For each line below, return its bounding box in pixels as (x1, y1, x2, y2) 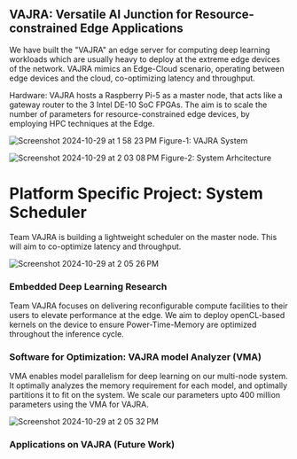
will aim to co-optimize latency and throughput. (9, 241, 182, 252)
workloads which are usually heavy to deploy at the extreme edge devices (9, 53, 281, 65)
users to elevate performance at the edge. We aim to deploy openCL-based (9, 310, 285, 321)
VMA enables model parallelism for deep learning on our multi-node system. (9, 371, 288, 382)
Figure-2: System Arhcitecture (160, 152, 272, 163)
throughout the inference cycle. (9, 329, 124, 339)
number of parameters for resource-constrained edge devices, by (9, 108, 250, 119)
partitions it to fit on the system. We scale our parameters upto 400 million (9, 390, 281, 401)
